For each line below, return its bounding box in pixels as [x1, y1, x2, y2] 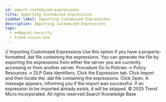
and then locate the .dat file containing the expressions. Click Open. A [5, 75, 149, 81]
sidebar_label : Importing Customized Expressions [5, 16, 111, 21]
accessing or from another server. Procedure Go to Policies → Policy [5, 64, 146, 70]
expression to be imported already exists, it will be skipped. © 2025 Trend [5, 86, 158, 92]
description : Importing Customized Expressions [5, 21, 106, 26]
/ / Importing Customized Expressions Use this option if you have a [5, 48, 141, 55]
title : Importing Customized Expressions [5, 12, 93, 17]
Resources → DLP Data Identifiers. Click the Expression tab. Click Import [5, 70, 155, 76]
